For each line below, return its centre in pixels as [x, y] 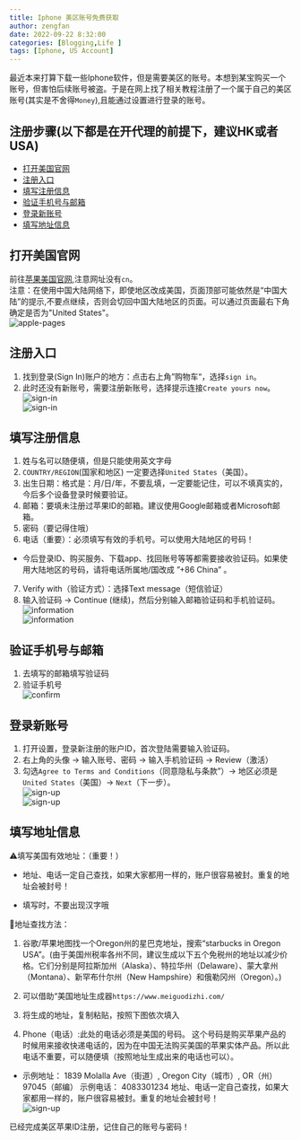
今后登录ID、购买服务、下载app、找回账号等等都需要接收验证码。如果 [151, 558]
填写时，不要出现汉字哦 [65, 905]
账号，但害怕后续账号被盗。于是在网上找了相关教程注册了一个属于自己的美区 [150, 89]
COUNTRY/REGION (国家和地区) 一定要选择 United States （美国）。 [138, 472]
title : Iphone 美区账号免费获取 [64, 18]
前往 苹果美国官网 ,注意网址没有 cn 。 [73, 278]
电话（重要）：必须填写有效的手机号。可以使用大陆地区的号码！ [138, 539]
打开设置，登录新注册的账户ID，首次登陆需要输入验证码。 [128, 749]
